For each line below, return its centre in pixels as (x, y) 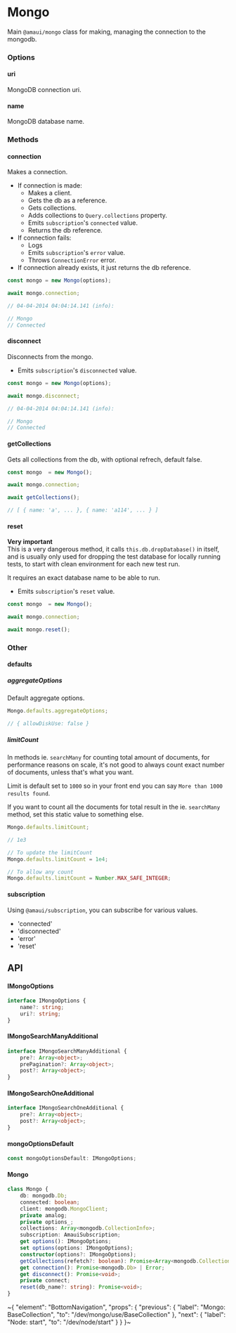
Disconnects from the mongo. (50, 356)
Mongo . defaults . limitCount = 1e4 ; (58, 859)
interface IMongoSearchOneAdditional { (66, 1108)
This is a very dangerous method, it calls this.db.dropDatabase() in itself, (113, 550)
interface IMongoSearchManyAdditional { (67, 1051)
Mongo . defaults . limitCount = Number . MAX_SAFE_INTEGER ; (89, 878)
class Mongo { (28, 1189)
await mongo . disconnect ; (44, 396)
